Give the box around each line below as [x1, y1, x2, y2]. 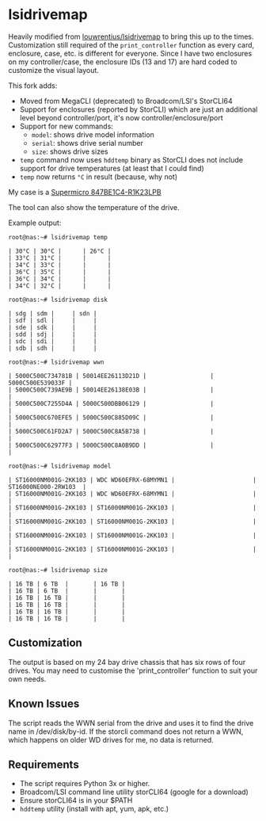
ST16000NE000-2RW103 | [8, 483, 87, 491]
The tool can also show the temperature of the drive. [8, 202, 180, 212]
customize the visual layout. [8, 65, 99, 74]
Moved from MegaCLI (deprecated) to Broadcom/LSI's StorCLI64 [19, 96, 233, 105]
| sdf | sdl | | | [8, 316, 97, 324]
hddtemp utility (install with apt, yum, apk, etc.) [19, 804, 169, 814]
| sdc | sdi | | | [8, 337, 97, 346]
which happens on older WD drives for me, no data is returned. [8, 735, 214, 744]
